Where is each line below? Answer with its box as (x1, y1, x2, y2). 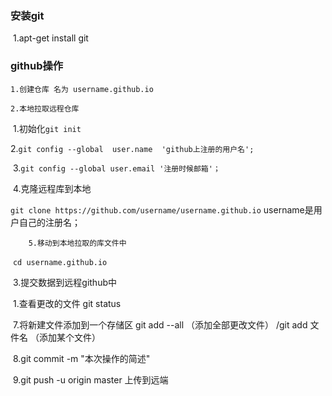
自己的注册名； (18, 216, 81, 228)
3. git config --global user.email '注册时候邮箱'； (12, 162, 221, 174)
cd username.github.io (12, 257, 108, 267)
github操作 (10, 59, 64, 73)
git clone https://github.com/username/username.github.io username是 (10, 203, 314, 216)
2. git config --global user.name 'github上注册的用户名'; (10, 142, 255, 154)
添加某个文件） (38, 331, 101, 343)
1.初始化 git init (12, 122, 82, 134)
